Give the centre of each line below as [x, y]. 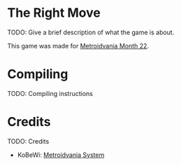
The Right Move [54, 13]
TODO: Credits [28, 141]
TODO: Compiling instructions [50, 93]
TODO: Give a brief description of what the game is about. [91, 32]
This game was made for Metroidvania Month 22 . [78, 46]
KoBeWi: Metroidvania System [61, 155]
